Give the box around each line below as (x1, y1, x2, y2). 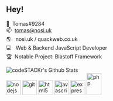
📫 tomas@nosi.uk (6, 26, 52, 34)
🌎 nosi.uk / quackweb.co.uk (6, 35, 78, 43)
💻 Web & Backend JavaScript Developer (6, 44, 107, 51)
